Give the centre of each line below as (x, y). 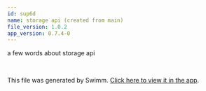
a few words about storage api (51, 53)
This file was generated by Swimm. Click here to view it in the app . (103, 80)
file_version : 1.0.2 (37, 27)
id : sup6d (22, 14)
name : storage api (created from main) (66, 20)
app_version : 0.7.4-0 (39, 33)
